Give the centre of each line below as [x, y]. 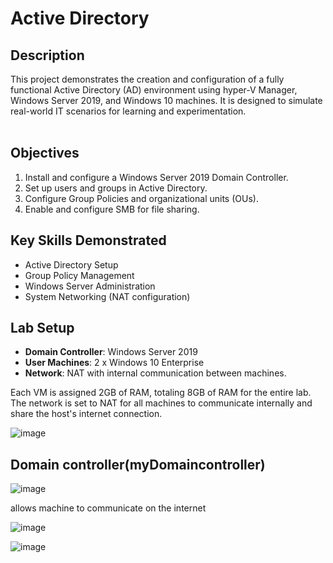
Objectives [45, 153]
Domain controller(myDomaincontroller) [138, 464]
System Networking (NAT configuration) [107, 296]
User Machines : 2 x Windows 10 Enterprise [114, 363]
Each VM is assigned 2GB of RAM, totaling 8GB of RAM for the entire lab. [161, 393]
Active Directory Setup [71, 264]
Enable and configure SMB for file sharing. [112, 209]
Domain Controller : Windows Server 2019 [111, 352]
